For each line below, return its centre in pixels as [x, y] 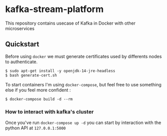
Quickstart [22, 44]
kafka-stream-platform [54, 9]
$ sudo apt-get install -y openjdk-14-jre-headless [60, 71]
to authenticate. [21, 62]
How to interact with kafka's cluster [49, 111]
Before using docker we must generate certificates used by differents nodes [83, 56]
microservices [20, 28]
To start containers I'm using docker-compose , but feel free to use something [83, 84]
